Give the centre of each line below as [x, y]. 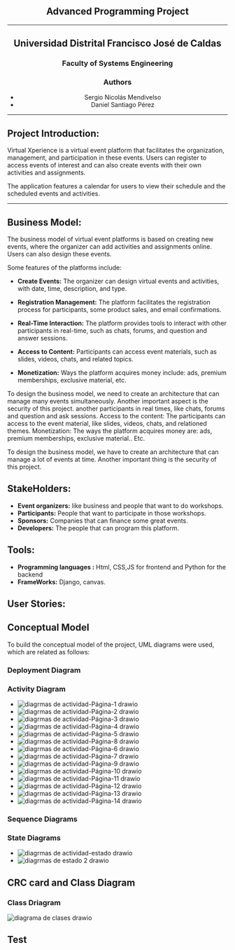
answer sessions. [42, 338]
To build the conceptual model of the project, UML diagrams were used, [111, 645]
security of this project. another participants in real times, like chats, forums [116, 408]
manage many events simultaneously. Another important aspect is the [108, 401]
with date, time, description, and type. [72, 289]
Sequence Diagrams [43, 819]
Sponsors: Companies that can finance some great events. [103, 521]
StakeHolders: [39, 489]
